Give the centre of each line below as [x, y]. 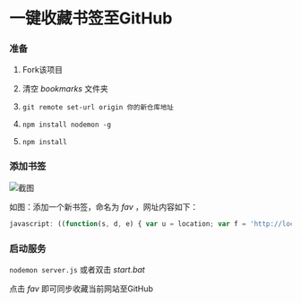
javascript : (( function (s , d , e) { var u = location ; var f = [128, 224]
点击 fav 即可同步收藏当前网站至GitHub [82, 289]
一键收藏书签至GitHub [91, 18]
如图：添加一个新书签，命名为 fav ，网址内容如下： [104, 206]
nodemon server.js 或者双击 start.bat [77, 269]
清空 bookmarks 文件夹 [65, 89]
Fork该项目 [43, 70]
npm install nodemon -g [67, 125]
